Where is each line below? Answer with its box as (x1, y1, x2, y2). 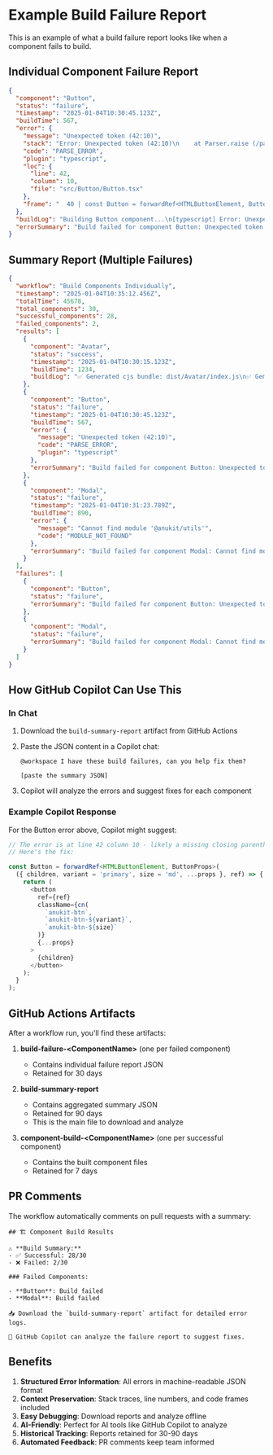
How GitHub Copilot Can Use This (8, 682, 182, 697)
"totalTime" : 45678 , (15, 297, 85, 305)
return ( (23, 878, 53, 887)
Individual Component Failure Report (8, 65, 199, 79)
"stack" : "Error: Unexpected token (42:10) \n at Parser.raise (23, 139, 249, 147)
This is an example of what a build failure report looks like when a (8, 33, 227, 42)
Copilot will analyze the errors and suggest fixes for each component (19, 786, 252, 795)
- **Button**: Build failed (8, 1286, 104, 1295)
